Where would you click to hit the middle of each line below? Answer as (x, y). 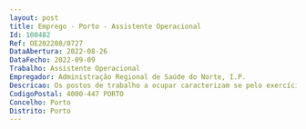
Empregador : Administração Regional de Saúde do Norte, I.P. (128, 77)
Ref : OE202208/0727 (46, 43)
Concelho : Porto (40, 102)
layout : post (34, 18)
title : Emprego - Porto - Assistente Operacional (106, 26)
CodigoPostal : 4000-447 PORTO (67, 94)
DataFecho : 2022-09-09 (52, 60)
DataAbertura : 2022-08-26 (58, 52)
